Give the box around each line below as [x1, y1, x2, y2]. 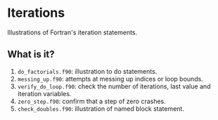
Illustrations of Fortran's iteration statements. [7, 28, 138, 36]
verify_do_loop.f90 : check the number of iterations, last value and [17, 82, 211, 91]
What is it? [7, 48, 55, 60]
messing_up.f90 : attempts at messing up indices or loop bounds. [17, 74, 204, 83]
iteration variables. [17, 89, 72, 98]
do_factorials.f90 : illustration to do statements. [17, 67, 158, 75]
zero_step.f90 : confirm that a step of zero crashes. [17, 97, 167, 105]
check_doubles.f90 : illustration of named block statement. [17, 104, 184, 113]
